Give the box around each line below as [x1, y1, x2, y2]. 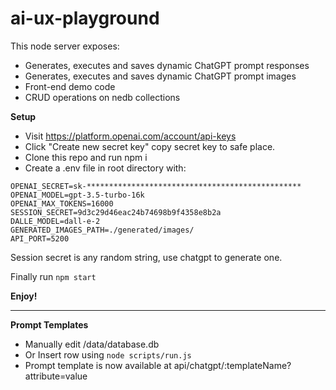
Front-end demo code [24, 80, 116, 92]
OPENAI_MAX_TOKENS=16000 [10, 198, 114, 209]
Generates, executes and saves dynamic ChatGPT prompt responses [24, 59, 310, 71]
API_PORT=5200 [10, 233, 70, 244]
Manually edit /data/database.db [24, 338, 160, 350]
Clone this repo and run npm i [24, 151, 148, 163]
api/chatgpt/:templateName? [173, 359, 292, 371]
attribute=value [24, 370, 88, 382]
